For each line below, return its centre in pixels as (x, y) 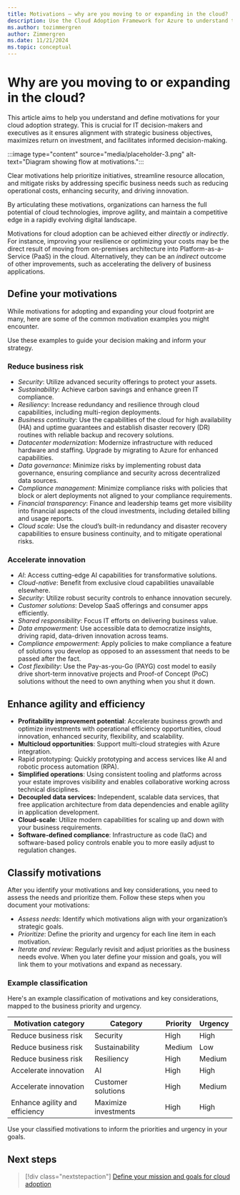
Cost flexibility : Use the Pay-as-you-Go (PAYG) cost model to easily (117, 666)
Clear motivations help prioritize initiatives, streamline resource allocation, (116, 175)
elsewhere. (34, 591)
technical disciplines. (49, 789)
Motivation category (49, 1024)
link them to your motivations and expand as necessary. (100, 964)
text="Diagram (29, 161)
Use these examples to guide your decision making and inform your (107, 340)
